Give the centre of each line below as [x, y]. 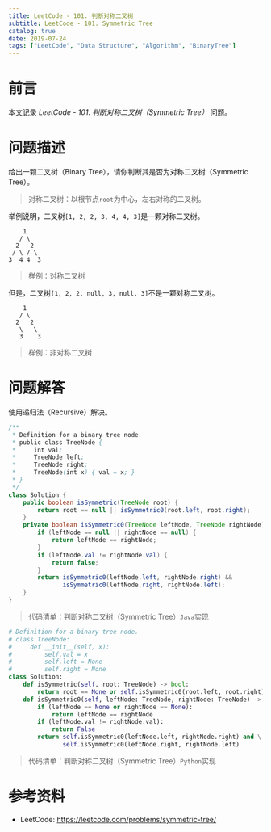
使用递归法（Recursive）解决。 [60, 412]
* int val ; [37, 450]
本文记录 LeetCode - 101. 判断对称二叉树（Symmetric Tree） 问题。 [120, 112]
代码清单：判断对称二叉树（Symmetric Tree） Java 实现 [118, 616]
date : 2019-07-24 [38, 38]
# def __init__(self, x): [59, 647]
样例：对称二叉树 [56, 276]
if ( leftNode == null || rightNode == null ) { [117, 533]
